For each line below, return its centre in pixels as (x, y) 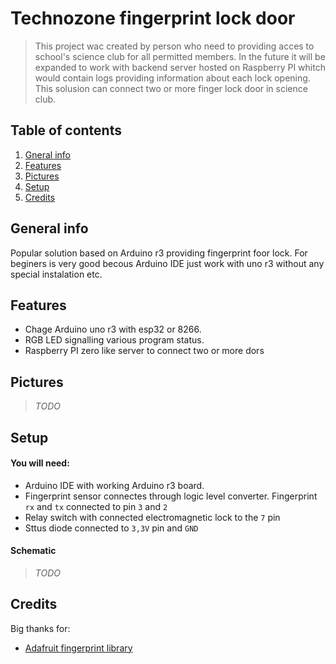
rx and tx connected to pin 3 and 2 (96, 506)
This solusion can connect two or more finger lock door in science (171, 88)
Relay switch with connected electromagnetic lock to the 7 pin (152, 517)
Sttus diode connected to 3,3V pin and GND (111, 528)
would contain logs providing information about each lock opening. (172, 78)
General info (49, 228)
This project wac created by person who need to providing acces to (174, 46)
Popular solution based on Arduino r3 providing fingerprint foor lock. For (159, 253)
